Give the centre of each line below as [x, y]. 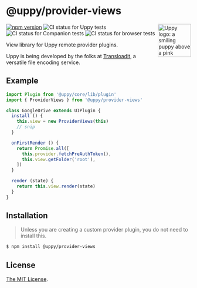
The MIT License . [27, 279]
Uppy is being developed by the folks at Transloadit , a [71, 56]
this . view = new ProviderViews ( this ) [63, 122]
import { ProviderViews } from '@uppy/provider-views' [74, 100]
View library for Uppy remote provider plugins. [62, 45]
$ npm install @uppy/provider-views [51, 247]
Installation [27, 216]
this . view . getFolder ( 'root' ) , [58, 159]
